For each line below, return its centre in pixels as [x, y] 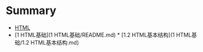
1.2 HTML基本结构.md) [50, 42]
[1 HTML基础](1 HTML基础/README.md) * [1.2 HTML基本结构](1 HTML [103, 35]
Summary [31, 11]
